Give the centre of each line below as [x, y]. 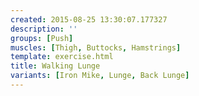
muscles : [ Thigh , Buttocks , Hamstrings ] [96, 47]
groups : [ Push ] [42, 38]
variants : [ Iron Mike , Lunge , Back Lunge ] [100, 76]
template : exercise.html [62, 57]
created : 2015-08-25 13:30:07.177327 [89, 19]
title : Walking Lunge [55, 66]
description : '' [44, 29]
